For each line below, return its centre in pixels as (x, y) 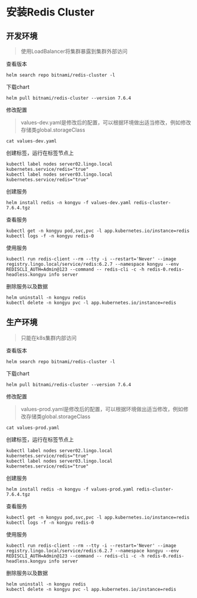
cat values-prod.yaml (33, 428)
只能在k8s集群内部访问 (49, 338)
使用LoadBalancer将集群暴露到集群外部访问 (74, 51)
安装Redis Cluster (50, 12)
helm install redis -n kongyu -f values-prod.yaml (70, 489)
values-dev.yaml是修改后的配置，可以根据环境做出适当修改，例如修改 (106, 123)
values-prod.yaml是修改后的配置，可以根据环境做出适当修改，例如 (102, 409)
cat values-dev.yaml (32, 141)
